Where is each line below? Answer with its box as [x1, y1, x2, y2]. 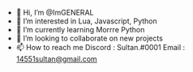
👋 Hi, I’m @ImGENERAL [15, 8, 94, 17]
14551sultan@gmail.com [15, 54, 97, 64]
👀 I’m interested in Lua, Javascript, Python [15, 16, 157, 26]
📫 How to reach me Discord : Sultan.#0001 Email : [15, 43, 186, 52]
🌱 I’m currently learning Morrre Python [15, 25, 145, 34]
